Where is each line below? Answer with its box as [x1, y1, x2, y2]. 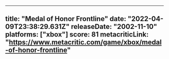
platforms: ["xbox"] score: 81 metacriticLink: [5, 30, 149, 39]
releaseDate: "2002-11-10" [71, 22, 157, 31]
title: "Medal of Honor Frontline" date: [5, 14, 127, 23]
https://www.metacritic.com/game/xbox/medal [9, 38, 162, 46]
